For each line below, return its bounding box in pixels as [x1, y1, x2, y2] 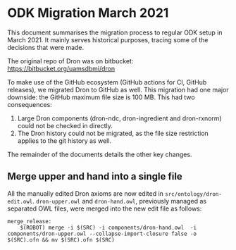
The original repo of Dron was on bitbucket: [7, 56, 134, 65]
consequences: [7, 100, 53, 108]
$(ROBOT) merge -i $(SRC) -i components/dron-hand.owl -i [20, 224, 197, 231]
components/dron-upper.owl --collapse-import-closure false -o [7, 230, 197, 237]
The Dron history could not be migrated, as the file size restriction [17, 129, 209, 137]
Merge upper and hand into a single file [7, 170, 183, 182]
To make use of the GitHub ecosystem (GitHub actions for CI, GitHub [7, 77, 207, 86]
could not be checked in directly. [17, 121, 113, 130]
